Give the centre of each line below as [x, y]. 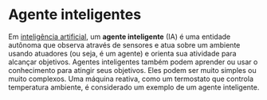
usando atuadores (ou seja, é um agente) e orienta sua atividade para [122, 53]
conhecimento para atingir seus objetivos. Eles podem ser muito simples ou [132, 70]
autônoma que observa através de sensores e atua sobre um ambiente [124, 44]
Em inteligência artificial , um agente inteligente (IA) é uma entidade [120, 37]
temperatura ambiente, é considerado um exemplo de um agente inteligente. [134, 87]
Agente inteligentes [75, 15]
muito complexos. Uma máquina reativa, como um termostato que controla [131, 79]
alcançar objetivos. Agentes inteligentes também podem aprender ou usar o [133, 62]
